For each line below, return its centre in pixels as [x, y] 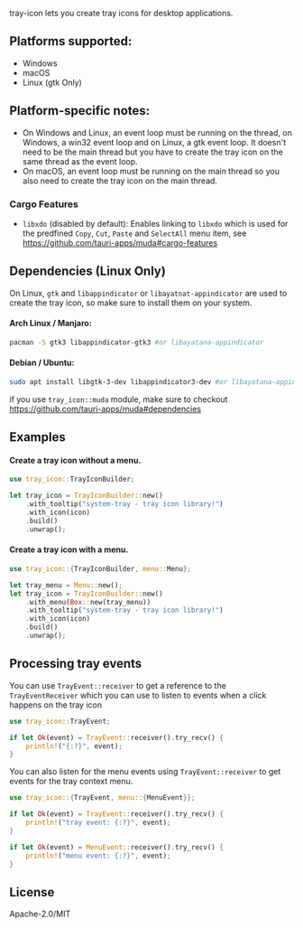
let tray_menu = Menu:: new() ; [66, 585]
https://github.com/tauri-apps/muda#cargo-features [120, 242]
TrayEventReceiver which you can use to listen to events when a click [138, 695]
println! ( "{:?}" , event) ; [74, 746]
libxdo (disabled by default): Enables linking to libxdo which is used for [155, 223]
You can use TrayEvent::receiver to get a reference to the [118, 685]
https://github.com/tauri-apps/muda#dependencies [105, 408]
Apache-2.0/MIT [40, 914]
